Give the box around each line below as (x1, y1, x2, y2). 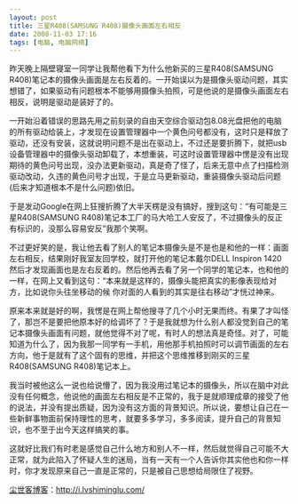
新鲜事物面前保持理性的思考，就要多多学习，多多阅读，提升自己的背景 (16, 413, 273, 424)
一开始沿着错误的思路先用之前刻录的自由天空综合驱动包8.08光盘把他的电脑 (9, 116, 282, 126)
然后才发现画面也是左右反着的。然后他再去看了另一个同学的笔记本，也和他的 (9, 264, 289, 276)
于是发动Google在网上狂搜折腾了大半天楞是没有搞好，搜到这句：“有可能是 (9, 201, 280, 212)
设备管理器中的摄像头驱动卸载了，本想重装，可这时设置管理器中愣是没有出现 (9, 148, 289, 160)
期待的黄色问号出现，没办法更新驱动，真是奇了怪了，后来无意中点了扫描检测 (9, 160, 289, 171)
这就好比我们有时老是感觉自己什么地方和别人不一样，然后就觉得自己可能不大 (9, 444, 289, 454)
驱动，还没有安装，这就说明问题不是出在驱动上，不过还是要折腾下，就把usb (9, 138, 287, 148)
